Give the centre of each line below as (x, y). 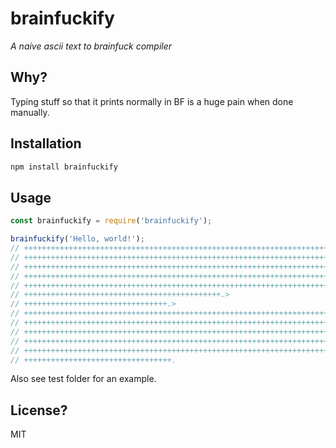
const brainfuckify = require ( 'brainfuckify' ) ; (111, 221)
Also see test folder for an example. (83, 379)
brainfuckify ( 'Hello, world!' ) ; (77, 239)
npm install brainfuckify (64, 167)
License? (39, 410)
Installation (46, 143)
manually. (30, 112)
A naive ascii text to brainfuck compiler (91, 46)
